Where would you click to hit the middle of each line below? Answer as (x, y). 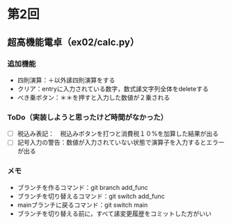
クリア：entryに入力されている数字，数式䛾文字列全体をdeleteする (113, 88)
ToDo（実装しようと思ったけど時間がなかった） (88, 117)
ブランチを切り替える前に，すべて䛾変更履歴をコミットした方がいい (114, 214)
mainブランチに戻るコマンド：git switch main (82, 205)
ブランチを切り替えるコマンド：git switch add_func (91, 196)
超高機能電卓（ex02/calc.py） (73, 42)
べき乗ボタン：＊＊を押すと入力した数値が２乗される (94, 97)
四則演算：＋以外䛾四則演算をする (66, 80)
